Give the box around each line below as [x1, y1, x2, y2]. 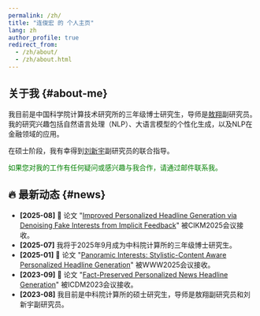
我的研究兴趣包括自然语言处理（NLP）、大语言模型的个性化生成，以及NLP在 [8, 119, 253, 129]
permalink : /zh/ [8, 11, 61, 20]
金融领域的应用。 [8, 129, 64, 138]
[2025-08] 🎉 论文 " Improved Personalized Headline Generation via [19, 210, 238, 220]
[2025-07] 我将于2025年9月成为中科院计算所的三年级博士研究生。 [19, 240, 236, 250]
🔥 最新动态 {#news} [8, 188, 106, 201]
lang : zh [8, 26, 37, 34]
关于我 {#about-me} [8, 87, 108, 100]
